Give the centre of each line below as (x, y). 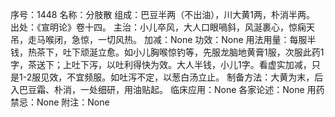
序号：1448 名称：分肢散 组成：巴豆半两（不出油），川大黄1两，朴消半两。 (163, 14)
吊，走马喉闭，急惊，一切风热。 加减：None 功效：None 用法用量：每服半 (163, 39)
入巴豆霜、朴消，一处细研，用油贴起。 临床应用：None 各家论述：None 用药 (167, 89)
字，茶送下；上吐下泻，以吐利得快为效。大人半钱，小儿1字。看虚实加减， (161, 64)
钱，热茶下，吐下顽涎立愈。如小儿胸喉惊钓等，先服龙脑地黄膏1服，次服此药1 (167, 52)
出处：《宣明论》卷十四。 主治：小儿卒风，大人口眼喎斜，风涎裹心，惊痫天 (162, 27)
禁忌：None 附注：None (60, 102)
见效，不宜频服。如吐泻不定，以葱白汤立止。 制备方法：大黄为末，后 (182, 77)
